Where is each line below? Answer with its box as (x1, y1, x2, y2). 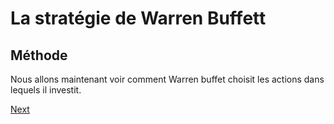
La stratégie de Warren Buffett (10, 7, 267, 30)
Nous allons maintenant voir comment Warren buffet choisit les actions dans (10, 73, 325, 85)
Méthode (10, 47, 68, 64)
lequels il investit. (10, 84, 82, 96)
